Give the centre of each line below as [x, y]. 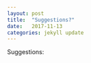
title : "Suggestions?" [41, 20]
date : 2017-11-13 [35, 26]
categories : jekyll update [45, 33]
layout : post [26, 13]
